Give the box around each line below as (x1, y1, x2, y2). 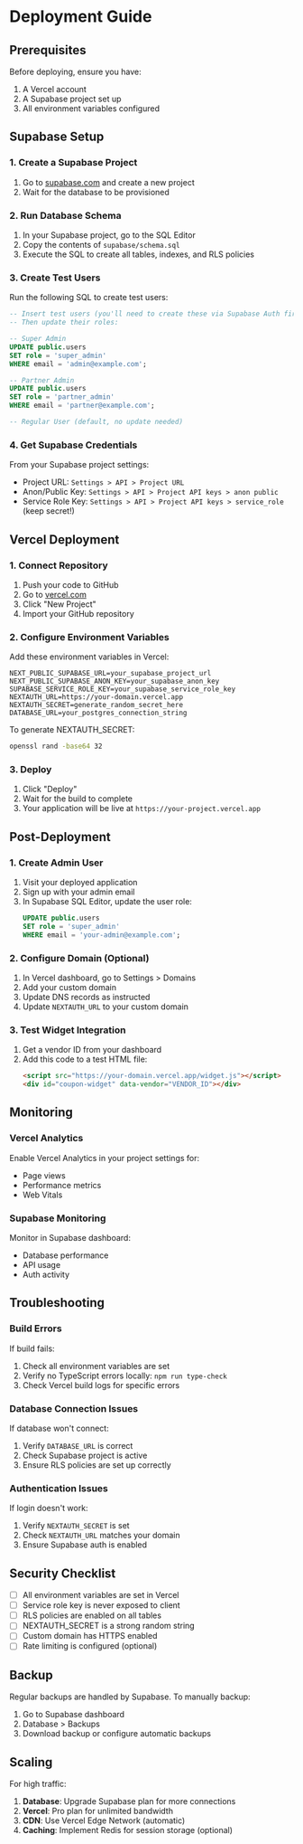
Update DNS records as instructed (22, 991, 151, 1002)
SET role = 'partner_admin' (9, 392, 115, 402)
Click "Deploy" (22, 784, 78, 795)
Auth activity (22, 1269, 70, 1280)
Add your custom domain (22, 981, 117, 992)
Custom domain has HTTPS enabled (22, 1631, 158, 1641)
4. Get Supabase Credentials (9, 439, 138, 451)
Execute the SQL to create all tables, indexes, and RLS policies (22, 249, 255, 260)
